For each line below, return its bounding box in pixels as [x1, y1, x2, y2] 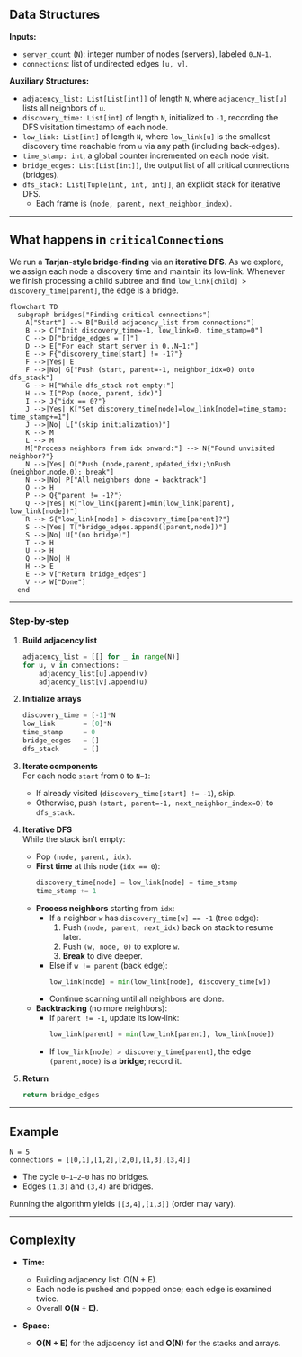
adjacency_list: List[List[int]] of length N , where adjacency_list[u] [22, 93, 288, 103]
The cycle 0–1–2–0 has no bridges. [22, 1171, 150, 1182]
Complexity [9, 1233, 76, 1248]
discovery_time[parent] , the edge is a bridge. [9, 285, 180, 296]
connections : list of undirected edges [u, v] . [22, 58, 189, 68]
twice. [35, 1293, 59, 1304]
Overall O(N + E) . [35, 1302, 99, 1313]
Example [9, 1123, 59, 1140]
